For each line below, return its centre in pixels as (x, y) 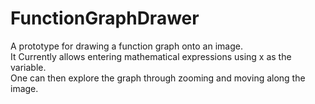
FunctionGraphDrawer (105, 18)
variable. (28, 67)
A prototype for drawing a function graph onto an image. (126, 46)
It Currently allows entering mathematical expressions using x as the (151, 56)
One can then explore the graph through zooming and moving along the (158, 78)
